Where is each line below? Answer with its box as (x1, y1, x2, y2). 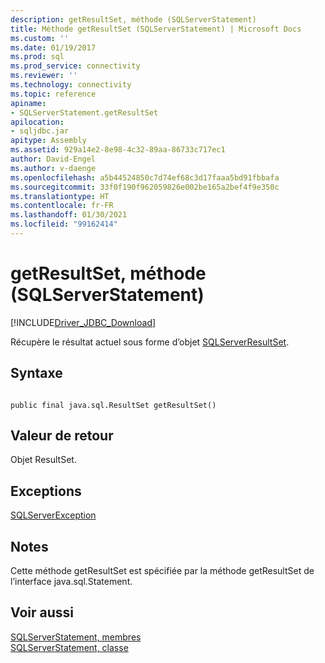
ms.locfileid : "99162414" (10, 219, 118, 230)
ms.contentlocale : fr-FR (10, 201, 114, 211)
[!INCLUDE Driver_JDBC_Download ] (10, 316, 157, 328)
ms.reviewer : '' (10, 71, 78, 81)
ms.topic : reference (10, 89, 97, 99)
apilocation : (10, 117, 65, 127)
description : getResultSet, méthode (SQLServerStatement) (10, 14, 257, 25)
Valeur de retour (10, 427, 114, 445)
